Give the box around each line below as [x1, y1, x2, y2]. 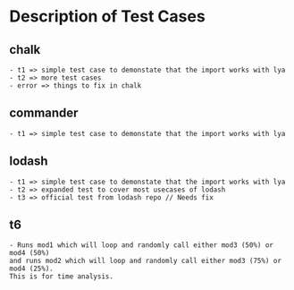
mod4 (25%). [9, 264, 54, 274]
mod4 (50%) [9, 249, 50, 258]
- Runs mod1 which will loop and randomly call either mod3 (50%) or [9, 241, 274, 250]
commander [9, 106, 79, 121]
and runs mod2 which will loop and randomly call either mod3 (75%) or [9, 257, 281, 266]
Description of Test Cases [9, 6, 206, 27]
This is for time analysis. [9, 272, 114, 281]
